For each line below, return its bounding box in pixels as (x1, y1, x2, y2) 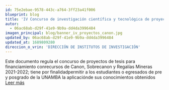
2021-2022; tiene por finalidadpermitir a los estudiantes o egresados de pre (5, 68, 162, 75)
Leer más (5, 79, 25, 85)
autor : (5, 21, 19, 26)
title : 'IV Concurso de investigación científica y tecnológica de (5, 16, 150, 21)
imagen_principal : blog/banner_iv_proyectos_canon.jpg (5, 30, 123, 35)
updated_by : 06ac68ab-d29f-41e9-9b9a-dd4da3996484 (5, 35, 114, 40)
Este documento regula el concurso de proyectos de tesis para (5, 58, 136, 64)
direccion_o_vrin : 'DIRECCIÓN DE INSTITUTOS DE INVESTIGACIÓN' (5, 44, 141, 49)
